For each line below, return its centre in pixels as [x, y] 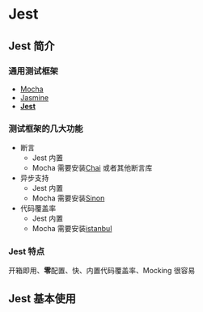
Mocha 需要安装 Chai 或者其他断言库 [92, 168]
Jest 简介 [32, 46]
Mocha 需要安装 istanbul [72, 229]
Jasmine [34, 97]
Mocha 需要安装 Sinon [68, 198]
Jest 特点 [27, 251]
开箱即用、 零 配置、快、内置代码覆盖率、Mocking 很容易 [102, 271]
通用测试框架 [34, 71]
